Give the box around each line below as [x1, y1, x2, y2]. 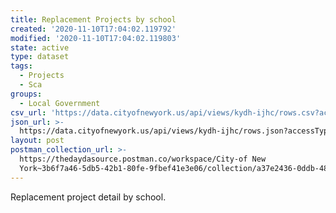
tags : [10, 61, 33, 71]
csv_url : [10, 107, 47, 118]
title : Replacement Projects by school [10, 14, 177, 25]
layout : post [10, 136, 65, 146]
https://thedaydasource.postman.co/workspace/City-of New [19, 154, 267, 164]
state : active [10, 42, 70, 53]
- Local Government [19, 98, 101, 108]
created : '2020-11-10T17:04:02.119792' [10, 24, 177, 34]
